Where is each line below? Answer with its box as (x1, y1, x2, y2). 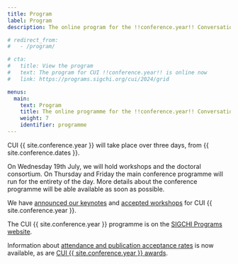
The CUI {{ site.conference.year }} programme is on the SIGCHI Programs (7, 219, 223, 228)
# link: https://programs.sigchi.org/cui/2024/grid (7, 75, 170, 82)
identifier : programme (20, 121, 87, 128)
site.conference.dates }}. (7, 148, 80, 157)
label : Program (7, 17, 52, 24)
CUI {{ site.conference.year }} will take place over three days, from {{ (7, 141, 209, 149)
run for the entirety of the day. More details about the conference (7, 177, 198, 185)
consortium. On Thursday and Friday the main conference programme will (7, 170, 223, 178)
